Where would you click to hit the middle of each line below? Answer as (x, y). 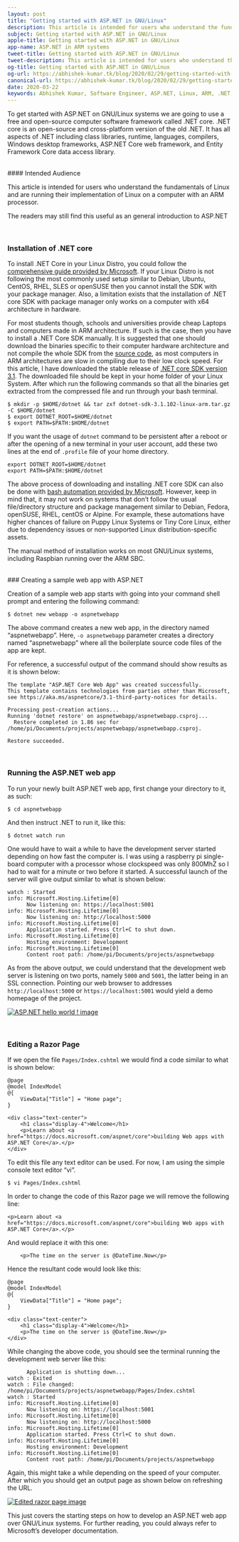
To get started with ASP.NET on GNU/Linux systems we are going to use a (116, 114)
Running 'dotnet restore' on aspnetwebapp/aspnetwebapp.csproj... (108, 716)
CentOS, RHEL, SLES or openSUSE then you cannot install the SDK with (112, 287)
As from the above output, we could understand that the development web (117, 968)
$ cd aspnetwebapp (34, 809)
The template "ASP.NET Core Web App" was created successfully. (105, 685)
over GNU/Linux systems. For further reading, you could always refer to (112, 1523)
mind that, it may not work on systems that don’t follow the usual (102, 499)
